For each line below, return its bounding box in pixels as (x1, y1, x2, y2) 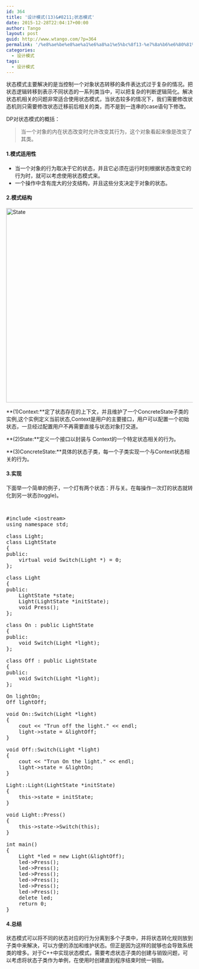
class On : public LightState (6, 622, 94, 628)
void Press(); (18, 604, 60, 610)
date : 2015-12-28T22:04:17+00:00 (6, 20, 89, 25)
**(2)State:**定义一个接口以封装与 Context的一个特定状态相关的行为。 (6, 435, 179, 442)
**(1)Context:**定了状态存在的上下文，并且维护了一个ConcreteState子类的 (6, 408, 189, 415)
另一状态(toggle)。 (16, 491, 62, 498)
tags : (6, 58, 20, 64)
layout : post (6, 31, 38, 37)
